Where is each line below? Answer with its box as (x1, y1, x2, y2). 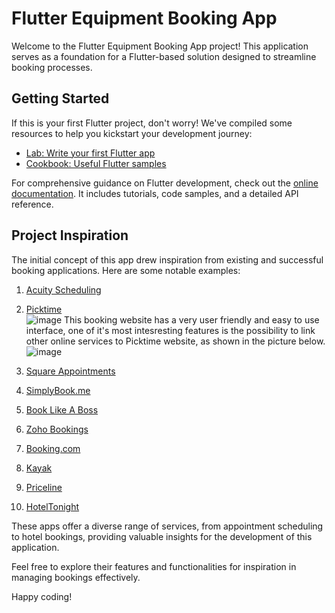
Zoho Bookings (25, 423, 89, 435)
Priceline (25, 481, 63, 493)
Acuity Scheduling (25, 283, 102, 296)
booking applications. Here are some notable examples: (11, 264, 241, 276)
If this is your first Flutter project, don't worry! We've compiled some (11, 117, 293, 129)
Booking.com (25, 442, 81, 454)
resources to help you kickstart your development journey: (11, 127, 253, 139)
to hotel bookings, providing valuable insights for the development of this (11, 530, 313, 542)
